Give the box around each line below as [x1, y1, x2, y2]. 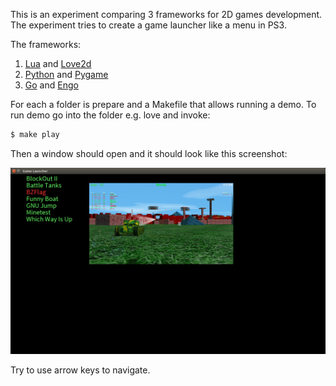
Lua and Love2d [24, 58, 92, 69]
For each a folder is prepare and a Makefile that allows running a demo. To [10, 99, 317, 110]
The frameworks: [10, 39, 82, 50]
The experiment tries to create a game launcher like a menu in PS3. [10, 19, 287, 31]
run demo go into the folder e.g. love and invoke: [10, 109, 211, 121]
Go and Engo [24, 79, 79, 91]
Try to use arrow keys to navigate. [10, 364, 151, 376]
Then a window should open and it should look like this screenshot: [10, 147, 288, 159]
